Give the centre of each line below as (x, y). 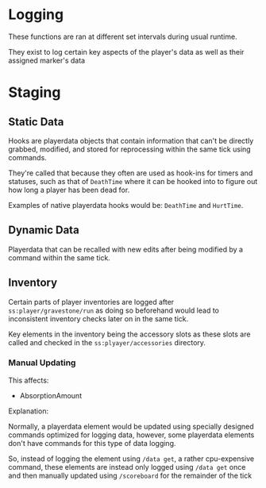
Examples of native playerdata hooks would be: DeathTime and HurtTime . (126, 205)
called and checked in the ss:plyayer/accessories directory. (107, 342)
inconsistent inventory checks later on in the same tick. (98, 318)
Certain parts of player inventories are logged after (91, 302)
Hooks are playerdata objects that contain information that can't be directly (131, 140)
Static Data (36, 122)
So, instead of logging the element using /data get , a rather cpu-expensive (131, 459)
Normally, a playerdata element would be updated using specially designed (131, 426)
